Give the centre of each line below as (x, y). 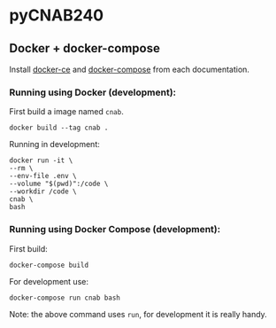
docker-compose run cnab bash (65, 298)
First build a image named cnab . (66, 112)
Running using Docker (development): (93, 92)
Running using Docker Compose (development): (115, 230)
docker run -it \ (41, 160)
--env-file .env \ (43, 176)
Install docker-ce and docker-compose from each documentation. (130, 69)
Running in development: (54, 144)
